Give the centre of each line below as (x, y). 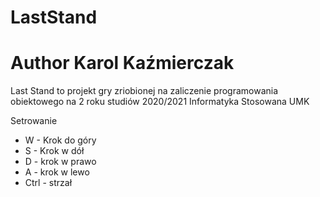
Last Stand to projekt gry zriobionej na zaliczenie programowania (144, 91)
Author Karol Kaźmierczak (122, 63)
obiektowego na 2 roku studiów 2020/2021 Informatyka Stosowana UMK (160, 102)
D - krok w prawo (60, 162)
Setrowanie (34, 121)
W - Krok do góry (60, 140)
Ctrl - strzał (48, 183)
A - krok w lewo (57, 172)
